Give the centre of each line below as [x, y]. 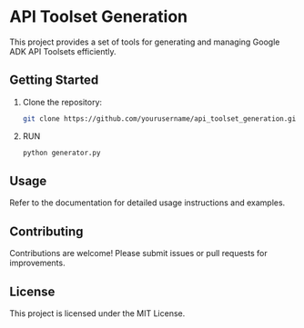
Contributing [46, 231]
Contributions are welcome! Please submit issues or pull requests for [138, 253]
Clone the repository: [62, 102]
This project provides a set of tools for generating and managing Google [145, 42]
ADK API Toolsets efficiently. [63, 51]
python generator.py [61, 153]
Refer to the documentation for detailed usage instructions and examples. [147, 203]
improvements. [37, 263]
